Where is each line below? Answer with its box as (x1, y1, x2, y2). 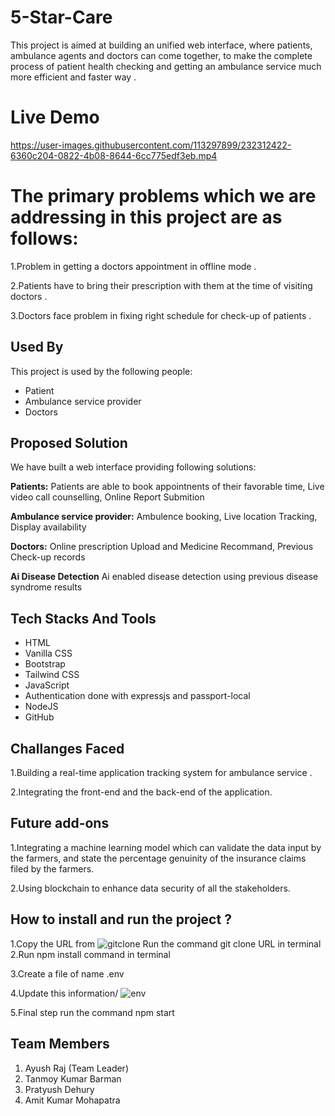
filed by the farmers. (10, 862, 95, 875)
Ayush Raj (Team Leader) (24, 1062, 129, 1074)
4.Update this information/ (10, 987, 119, 999)
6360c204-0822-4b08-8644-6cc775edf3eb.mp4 (10, 149, 218, 161)
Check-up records (10, 551, 86, 563)
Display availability (10, 521, 87, 533)
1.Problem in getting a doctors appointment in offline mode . (10, 260, 257, 272)
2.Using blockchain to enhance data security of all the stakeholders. (10, 882, 291, 894)
